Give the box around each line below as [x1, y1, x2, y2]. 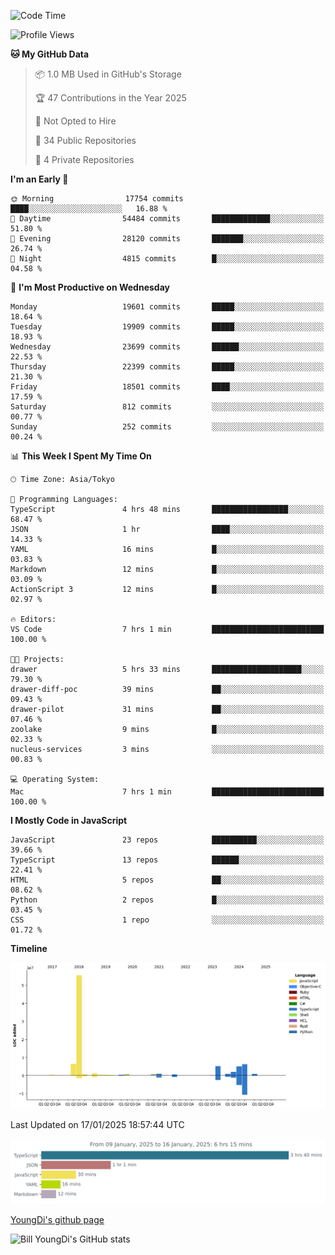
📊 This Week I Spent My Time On [10, 450, 152, 462]
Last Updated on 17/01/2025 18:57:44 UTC [10, 1118, 185, 1130]
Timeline [10, 943, 48, 954]
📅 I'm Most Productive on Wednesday [10, 281, 170, 293]
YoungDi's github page [10, 1214, 105, 1226]
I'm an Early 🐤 [10, 173, 69, 185]
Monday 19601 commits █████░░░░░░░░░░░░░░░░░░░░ [10, 302, 325, 312]
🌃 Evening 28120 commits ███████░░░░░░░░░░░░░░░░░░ [10, 234, 325, 244]
